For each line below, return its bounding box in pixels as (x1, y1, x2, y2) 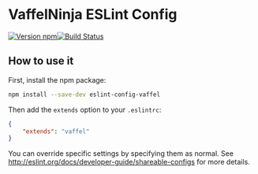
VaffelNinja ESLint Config (8, 6, 178, 24)
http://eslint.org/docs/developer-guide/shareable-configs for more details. (8, 157, 250, 167)
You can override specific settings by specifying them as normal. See (8, 149, 234, 158)
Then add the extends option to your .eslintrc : (8, 105, 162, 114)
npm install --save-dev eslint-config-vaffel (8, 91, 160, 98)
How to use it (8, 54, 74, 68)
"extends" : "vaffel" (22, 128, 90, 135)
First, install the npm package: (8, 75, 107, 84)
